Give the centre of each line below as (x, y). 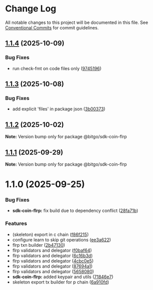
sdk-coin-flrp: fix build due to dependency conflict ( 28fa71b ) (75, 211)
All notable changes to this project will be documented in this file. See (77, 22)
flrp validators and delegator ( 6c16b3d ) (53, 255)
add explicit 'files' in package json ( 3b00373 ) (59, 109)
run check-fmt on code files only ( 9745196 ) (57, 68)
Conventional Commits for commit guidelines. (52, 27)
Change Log (31, 9)
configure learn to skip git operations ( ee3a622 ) (62, 240)
